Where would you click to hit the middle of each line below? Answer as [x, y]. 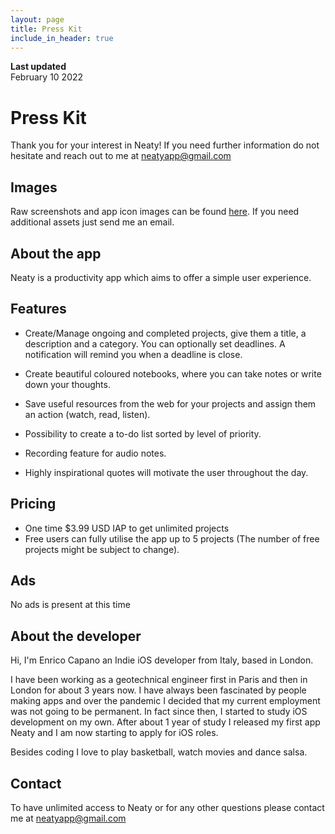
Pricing [33, 504]
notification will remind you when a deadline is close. [133, 354]
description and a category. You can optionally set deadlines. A [155, 343]
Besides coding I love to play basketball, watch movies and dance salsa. [159, 752]
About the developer [76, 636]
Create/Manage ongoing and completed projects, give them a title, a [165, 333]
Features [38, 309]
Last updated [38, 67]
